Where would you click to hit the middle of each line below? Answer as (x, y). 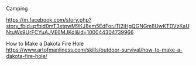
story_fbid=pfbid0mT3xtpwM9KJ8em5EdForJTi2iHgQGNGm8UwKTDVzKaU (98, 26)
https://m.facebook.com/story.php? (49, 20)
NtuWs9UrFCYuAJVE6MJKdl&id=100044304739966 (70, 32)
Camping (17, 8)
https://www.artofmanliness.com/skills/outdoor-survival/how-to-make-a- (94, 50)
